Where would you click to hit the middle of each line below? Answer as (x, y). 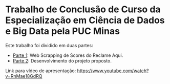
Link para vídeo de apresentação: (41, 71)
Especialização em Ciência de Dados (85, 20)
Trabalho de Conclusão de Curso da (83, 9)
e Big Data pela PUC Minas (63, 31)
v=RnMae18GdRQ (24, 76)
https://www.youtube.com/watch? (113, 71)
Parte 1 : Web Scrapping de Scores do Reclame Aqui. (68, 55)
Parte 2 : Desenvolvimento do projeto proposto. (62, 60)
